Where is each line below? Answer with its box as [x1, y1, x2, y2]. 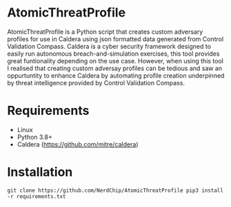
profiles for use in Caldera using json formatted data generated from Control [7, 34, 224, 43]
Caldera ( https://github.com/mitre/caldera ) [17, 140, 139, 149]
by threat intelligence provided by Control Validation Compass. [7, 78, 185, 87]
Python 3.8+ [17, 133, 53, 141]
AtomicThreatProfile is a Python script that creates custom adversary [7, 28, 203, 36]
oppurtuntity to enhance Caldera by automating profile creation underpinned [7, 71, 225, 80]
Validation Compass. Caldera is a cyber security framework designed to [7, 42, 212, 50]
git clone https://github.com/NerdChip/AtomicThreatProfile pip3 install [7, 187, 224, 194]
